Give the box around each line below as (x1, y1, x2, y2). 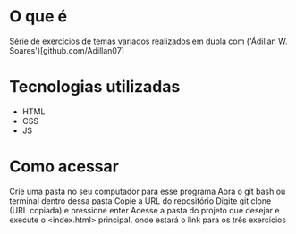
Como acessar (9, 156, 119, 177)
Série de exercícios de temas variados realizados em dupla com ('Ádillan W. (9, 36, 288, 46)
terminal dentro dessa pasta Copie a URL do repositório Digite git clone (9, 195, 272, 206)
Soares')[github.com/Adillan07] (9, 45, 125, 55)
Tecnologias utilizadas (9, 77, 181, 97)
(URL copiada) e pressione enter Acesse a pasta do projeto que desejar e (9, 205, 280, 215)
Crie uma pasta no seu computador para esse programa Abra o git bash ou (9, 186, 286, 196)
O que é (9, 6, 68, 27)
